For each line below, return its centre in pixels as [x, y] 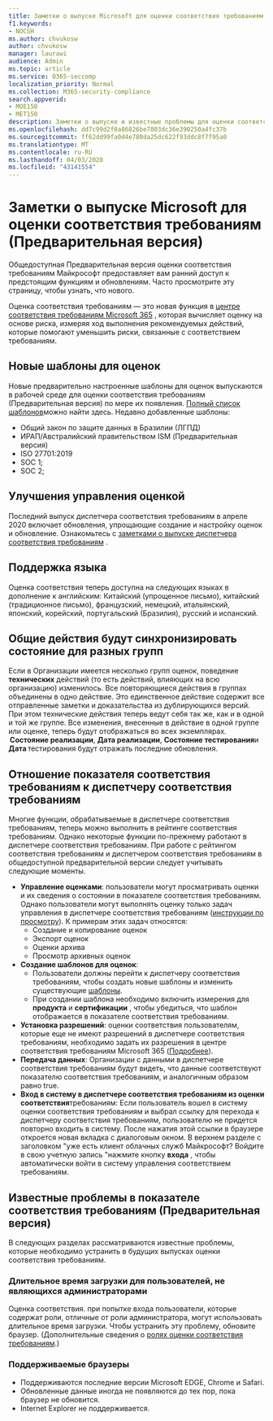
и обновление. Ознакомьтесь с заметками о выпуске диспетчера [123, 533]
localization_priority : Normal [61, 84]
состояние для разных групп [86, 651]
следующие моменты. [47, 871]
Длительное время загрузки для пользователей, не [117, 1280]
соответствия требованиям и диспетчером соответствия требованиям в [135, 854]
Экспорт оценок [61, 939]
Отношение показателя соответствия [110, 774]
